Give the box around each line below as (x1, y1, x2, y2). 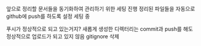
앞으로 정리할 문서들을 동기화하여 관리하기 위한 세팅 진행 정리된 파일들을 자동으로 (6, 5, 196, 12)
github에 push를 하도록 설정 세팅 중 (6, 13, 90, 20)
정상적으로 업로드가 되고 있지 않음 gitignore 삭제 (6, 33, 119, 40)
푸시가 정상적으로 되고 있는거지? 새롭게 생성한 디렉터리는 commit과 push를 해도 (6, 26, 193, 32)
